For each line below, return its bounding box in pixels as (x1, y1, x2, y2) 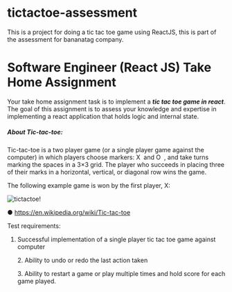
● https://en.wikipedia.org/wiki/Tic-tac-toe (7, 208, 131, 216)
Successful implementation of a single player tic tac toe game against (17, 235, 216, 243)
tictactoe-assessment (7, 5, 137, 21)
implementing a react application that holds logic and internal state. (7, 112, 199, 120)
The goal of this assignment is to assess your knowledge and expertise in (7, 104, 217, 113)
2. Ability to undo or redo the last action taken (17, 256, 148, 264)
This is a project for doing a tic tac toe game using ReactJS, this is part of (7, 28, 217, 36)
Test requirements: (7, 221, 61, 230)
